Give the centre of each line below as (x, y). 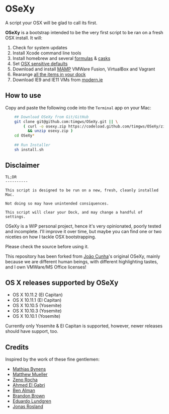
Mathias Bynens (29, 369)
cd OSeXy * (25, 136)
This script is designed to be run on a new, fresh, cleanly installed (82, 190)
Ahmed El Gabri (29, 385)
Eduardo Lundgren (32, 401)
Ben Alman (24, 390)
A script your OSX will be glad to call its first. (51, 23)
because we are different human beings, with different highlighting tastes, (82, 261)
